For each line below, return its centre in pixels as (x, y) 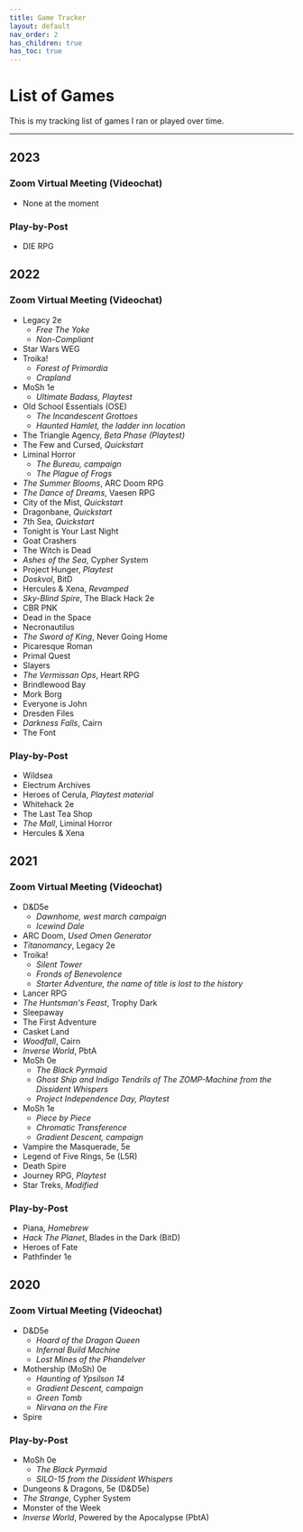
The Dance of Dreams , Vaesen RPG (89, 492)
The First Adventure (60, 1022)
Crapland (53, 377)
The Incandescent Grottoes (87, 415)
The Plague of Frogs (74, 473)
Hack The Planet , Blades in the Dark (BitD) (101, 1238)
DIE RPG (38, 246)
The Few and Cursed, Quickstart (83, 444)
